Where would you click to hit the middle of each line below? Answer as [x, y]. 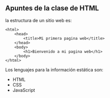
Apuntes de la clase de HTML [52, 8]
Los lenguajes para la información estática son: [54, 69]
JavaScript [24, 90]
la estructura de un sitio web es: [39, 20]
